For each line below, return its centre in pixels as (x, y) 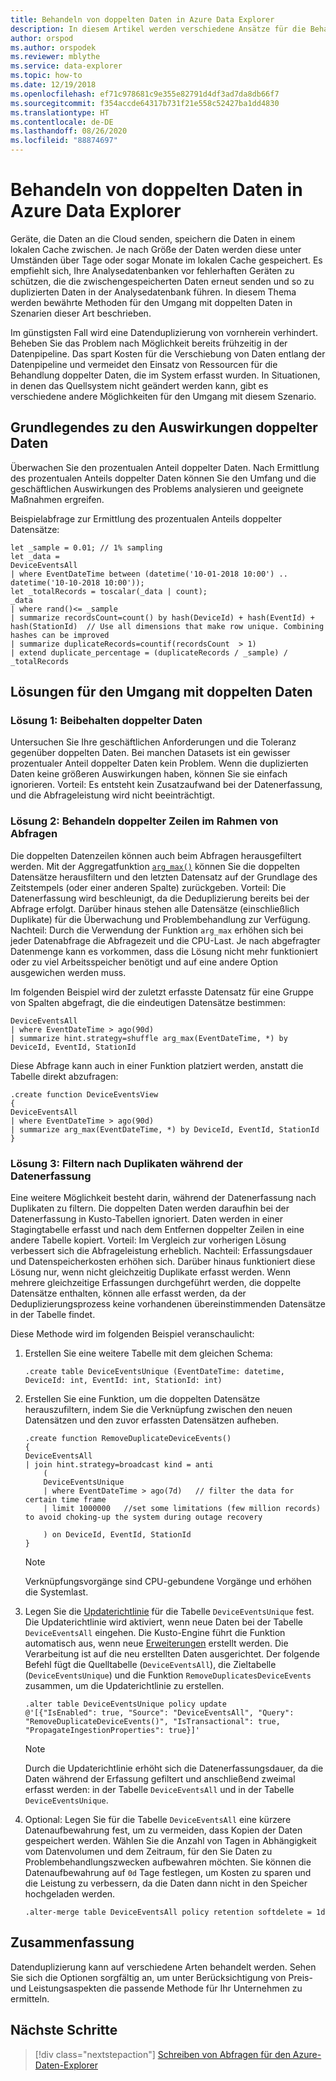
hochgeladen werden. (70, 1894)
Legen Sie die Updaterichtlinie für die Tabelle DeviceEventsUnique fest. (169, 1612)
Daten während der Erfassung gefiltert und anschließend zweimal (160, 1779)
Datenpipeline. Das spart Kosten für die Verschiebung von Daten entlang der (168, 353)
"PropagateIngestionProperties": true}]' (112, 1731)
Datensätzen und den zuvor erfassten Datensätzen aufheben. (152, 1420)
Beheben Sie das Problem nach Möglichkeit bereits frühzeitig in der (149, 343)
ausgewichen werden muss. (68, 972)
